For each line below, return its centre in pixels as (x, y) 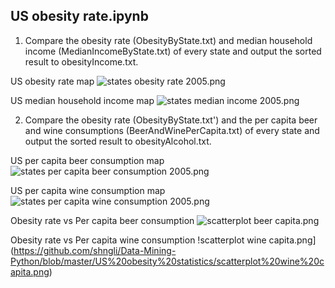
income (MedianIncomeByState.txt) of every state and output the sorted (173, 51)
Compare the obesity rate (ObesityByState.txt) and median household (168, 40)
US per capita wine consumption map (88, 190)
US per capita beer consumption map (87, 160)
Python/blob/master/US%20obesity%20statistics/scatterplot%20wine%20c (167, 261)
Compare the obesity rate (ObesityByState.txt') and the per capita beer (171, 120)
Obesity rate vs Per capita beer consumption (102, 220)
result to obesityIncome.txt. (81, 61)
